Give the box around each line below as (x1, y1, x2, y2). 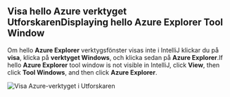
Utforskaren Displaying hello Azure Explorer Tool (7, 17, 224, 29)
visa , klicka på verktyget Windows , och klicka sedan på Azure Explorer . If (7, 53, 224, 61)
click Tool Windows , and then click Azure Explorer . (7, 68, 158, 76)
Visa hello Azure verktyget (7, 6, 127, 17)
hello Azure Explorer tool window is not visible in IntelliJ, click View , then (7, 61, 220, 69)
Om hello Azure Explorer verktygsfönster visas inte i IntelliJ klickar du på (7, 45, 219, 54)
